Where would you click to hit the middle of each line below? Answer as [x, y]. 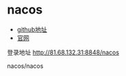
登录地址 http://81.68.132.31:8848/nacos [63, 52]
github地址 [32, 29]
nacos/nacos [25, 66]
